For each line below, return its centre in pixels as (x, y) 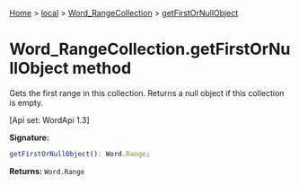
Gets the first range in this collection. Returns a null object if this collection (147, 92)
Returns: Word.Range (47, 171)
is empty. (26, 102)
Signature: (29, 137)
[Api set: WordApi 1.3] (49, 119)
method (102, 69)
